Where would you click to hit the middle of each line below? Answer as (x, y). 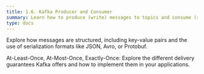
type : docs (20, 23)
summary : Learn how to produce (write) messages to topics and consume (99, 17)
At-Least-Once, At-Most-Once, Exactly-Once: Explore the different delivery (100, 58)
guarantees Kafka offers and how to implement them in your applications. (98, 64)
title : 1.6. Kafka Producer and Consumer (59, 12)
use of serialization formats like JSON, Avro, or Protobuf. (77, 46)
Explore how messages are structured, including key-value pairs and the (97, 40)
